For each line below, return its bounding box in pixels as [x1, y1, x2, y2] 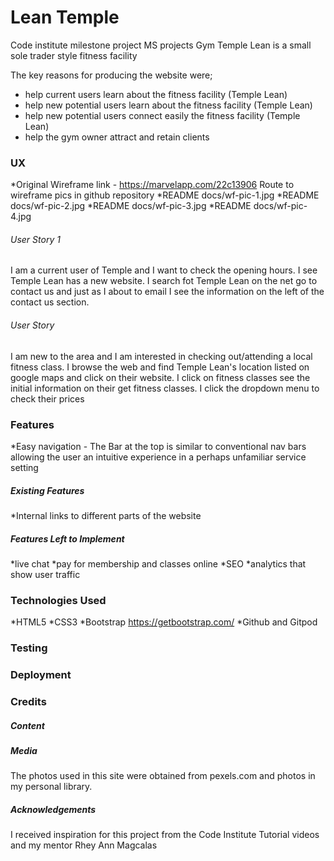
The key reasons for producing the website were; [10, 69, 213, 81]
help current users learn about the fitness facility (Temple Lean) [24, 88, 288, 100]
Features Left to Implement [10, 532, 125, 545]
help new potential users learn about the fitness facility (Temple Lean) [24, 99, 313, 111]
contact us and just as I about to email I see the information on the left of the [10, 286, 325, 298]
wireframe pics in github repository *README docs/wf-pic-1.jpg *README [10, 189, 320, 201]
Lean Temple [10, 6, 120, 29]
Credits [10, 694, 47, 708]
